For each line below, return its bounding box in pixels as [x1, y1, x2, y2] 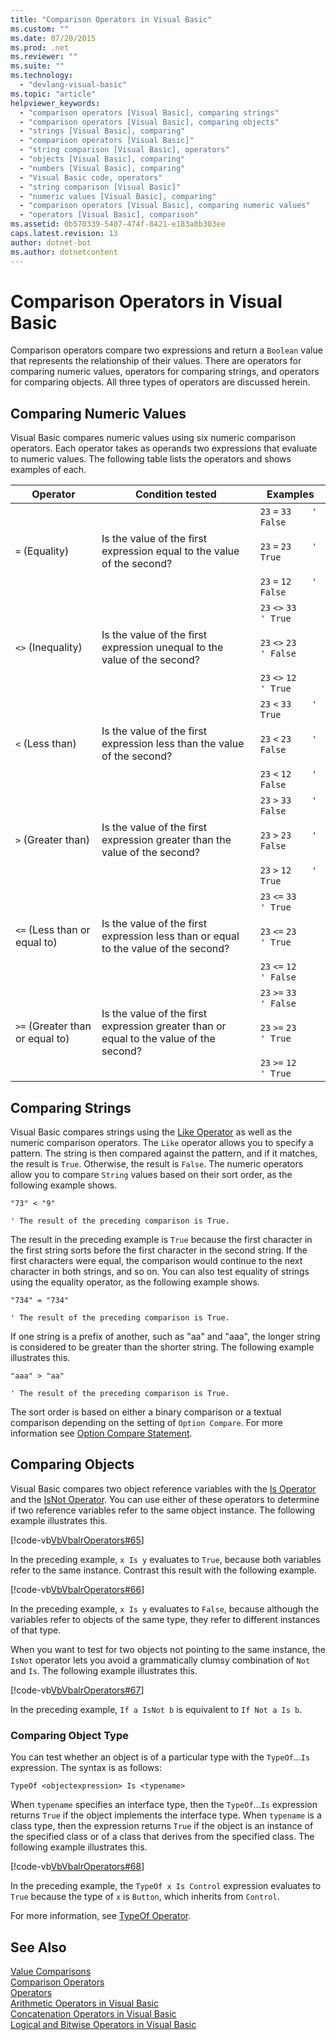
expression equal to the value [101, 544, 240, 558]
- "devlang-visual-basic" [19, 80, 128, 90]
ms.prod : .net [10, 42, 70, 53]
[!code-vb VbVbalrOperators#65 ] [10, 1534, 145, 1546]
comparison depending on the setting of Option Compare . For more [10, 1417, 283, 1429]
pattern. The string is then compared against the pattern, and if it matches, [10, 1147, 318, 1160]
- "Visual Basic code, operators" [19, 172, 163, 183]
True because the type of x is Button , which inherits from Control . [10, 1891, 280, 1903]
